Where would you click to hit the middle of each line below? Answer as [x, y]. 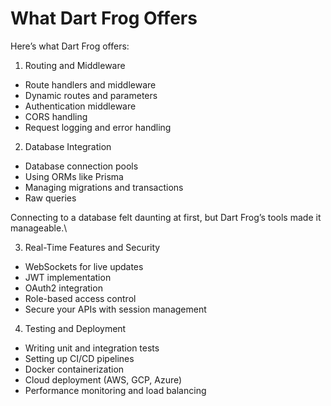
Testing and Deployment [75, 328]
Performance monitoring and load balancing [115, 390]
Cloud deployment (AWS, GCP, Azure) [103, 379]
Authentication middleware [80, 106]
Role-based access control [80, 298]
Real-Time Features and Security [92, 247]
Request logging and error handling [98, 127]
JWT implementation [68, 277]
